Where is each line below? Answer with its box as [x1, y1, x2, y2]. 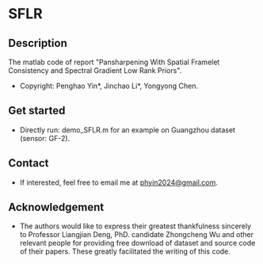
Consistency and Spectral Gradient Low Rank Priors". [8, 66, 182, 75]
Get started [8, 104, 66, 117]
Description [8, 36, 67, 50]
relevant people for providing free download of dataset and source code [19, 239, 256, 248]
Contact [8, 156, 49, 170]
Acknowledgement [8, 201, 105, 214]
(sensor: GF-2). [19, 133, 71, 143]
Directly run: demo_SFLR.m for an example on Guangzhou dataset [19, 124, 236, 135]
